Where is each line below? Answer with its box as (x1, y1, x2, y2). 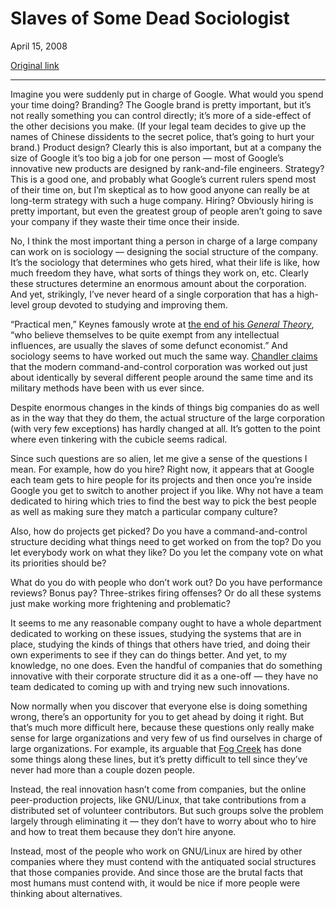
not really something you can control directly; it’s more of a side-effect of (10, 109, 312, 121)
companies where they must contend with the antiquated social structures (10, 855, 317, 867)
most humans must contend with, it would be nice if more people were (10, 877, 301, 889)
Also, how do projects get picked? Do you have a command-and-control (10, 525, 308, 537)
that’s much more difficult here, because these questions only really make (10, 721, 315, 733)
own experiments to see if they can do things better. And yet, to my (10, 648, 288, 661)
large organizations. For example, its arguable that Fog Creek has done (10, 742, 302, 754)
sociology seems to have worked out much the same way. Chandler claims (10, 350, 318, 362)
